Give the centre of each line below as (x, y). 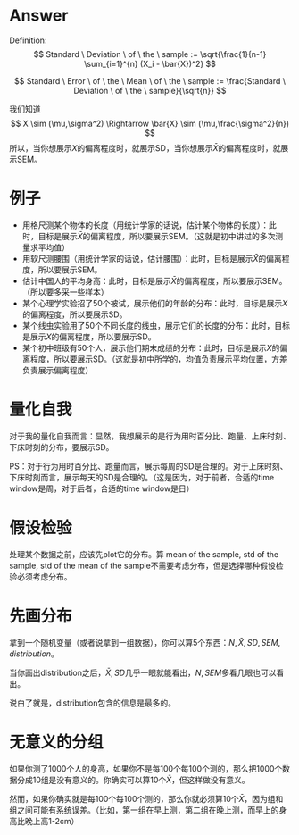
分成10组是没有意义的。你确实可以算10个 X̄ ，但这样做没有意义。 (133, 780)
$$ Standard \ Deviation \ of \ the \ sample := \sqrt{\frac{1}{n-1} (150, 54)
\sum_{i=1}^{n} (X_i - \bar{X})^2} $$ (150, 63)
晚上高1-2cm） (52, 821)
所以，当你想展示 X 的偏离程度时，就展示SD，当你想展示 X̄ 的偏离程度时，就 (145, 147)
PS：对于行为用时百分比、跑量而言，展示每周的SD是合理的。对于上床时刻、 (149, 466)
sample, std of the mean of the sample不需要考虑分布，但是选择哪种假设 (143, 565)
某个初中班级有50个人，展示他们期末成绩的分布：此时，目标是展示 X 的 (151, 347)
